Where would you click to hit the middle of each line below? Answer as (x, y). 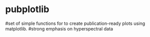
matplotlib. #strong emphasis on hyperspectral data (59, 28)
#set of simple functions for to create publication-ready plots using (75, 23)
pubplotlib (27, 9)
